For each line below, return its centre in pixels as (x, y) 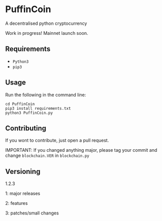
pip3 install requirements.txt (38, 108)
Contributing (26, 128)
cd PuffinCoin (20, 104)
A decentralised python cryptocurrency (46, 23)
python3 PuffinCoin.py (29, 113)
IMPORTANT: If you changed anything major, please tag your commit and (81, 150)
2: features (16, 203)
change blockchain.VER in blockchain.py (47, 156)
